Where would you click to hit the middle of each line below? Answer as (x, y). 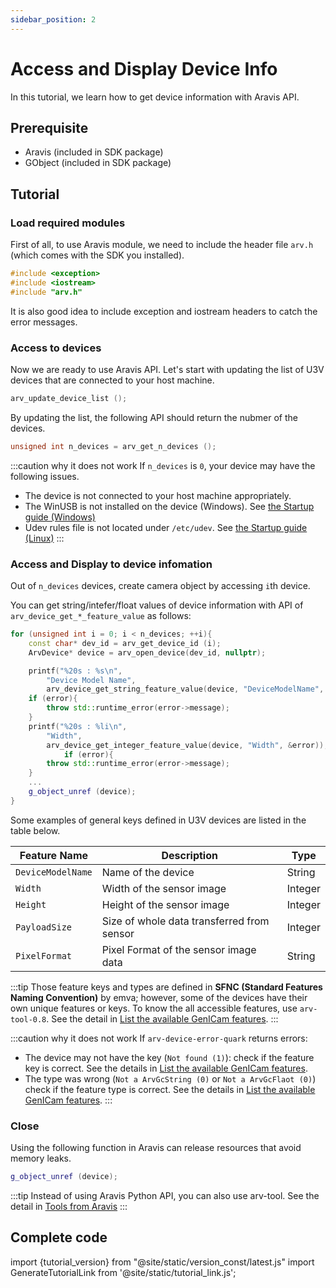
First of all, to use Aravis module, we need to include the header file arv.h (162, 245)
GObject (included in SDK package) (98, 163)
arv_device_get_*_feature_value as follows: (101, 616)
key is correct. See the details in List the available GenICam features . (166, 1068)
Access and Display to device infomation (111, 564)
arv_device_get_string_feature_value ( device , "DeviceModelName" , (185, 689)
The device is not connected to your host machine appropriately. (158, 495)
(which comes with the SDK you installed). (97, 255)
